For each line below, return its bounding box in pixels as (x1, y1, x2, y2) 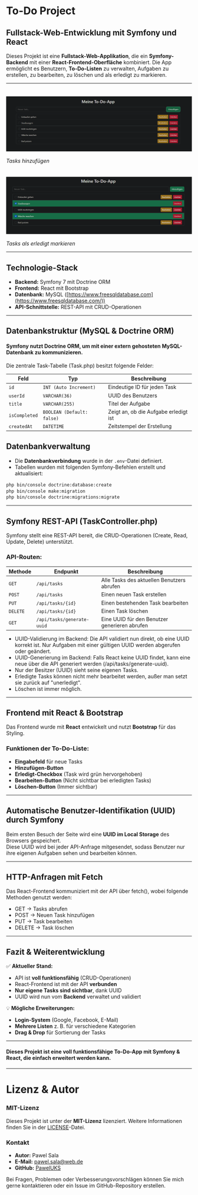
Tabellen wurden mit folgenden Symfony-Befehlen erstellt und (14, 463, 166, 471)
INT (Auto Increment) (42, 385, 96, 391)
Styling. (6, 730, 25, 737)
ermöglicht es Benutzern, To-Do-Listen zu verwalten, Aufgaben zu (6, 65, 169, 72)
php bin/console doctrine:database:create (6, 482, 112, 488)
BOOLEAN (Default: (42, 409, 88, 416)
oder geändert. (14, 648, 51, 655)
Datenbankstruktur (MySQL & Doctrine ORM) (6, 326, 174, 336)
